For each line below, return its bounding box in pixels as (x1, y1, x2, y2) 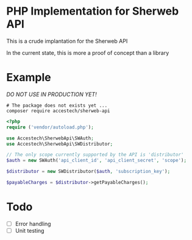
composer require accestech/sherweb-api (6, 108, 111, 114)
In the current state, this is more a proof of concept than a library (6, 49, 169, 56)
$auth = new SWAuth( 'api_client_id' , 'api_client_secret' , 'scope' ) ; (6, 157, 187, 164)
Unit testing (15, 227, 44, 234)
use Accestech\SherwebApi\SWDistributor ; (6, 141, 113, 147)
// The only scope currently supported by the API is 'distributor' (6, 152, 184, 158)
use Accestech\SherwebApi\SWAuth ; (6, 135, 94, 141)
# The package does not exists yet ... (6, 102, 108, 108)
